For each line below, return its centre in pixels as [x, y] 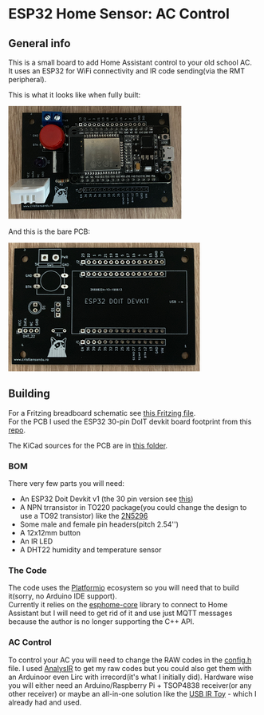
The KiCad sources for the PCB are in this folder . [88, 445]
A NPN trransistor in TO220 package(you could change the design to [133, 508]
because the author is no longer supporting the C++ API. [101, 622]
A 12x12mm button [50, 533]
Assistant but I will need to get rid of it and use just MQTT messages [120, 613]
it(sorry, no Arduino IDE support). [63, 596]
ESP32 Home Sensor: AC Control [119, 14]
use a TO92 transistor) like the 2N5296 [84, 516]
